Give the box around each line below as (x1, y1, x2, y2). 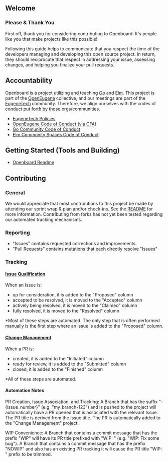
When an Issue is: (5, 282, 42, 288)
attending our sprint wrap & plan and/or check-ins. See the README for (5, 206, 153, 212)
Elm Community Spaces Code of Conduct (12, 131, 99, 137)
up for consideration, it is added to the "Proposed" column (12, 292, 133, 298)
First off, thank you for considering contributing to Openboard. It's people (5, 30, 157, 37)
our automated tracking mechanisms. (5, 216, 82, 222)
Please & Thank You (5, 19, 55, 26)
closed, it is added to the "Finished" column (12, 366, 103, 372)
